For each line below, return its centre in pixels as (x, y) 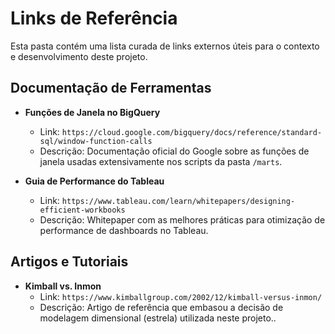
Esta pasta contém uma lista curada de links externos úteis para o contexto (165, 46)
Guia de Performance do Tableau (94, 181)
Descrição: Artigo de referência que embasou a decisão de (161, 307)
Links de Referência (94, 18)
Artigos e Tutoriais (69, 262)
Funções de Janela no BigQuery (92, 112)
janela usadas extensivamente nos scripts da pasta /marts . (161, 161)
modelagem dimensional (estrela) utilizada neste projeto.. (158, 318)
